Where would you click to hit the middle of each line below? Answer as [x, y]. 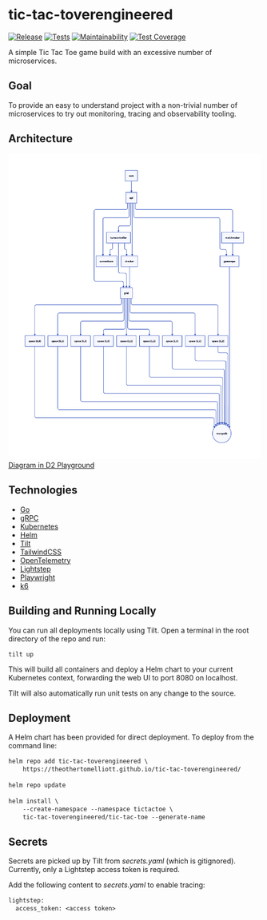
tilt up [21, 654]
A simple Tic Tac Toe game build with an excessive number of [110, 52]
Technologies [43, 490]
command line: [33, 746]
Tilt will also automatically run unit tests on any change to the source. [122, 693]
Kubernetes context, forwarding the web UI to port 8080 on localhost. [123, 677]
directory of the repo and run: [57, 638]
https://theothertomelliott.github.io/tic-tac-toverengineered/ [132, 769]
